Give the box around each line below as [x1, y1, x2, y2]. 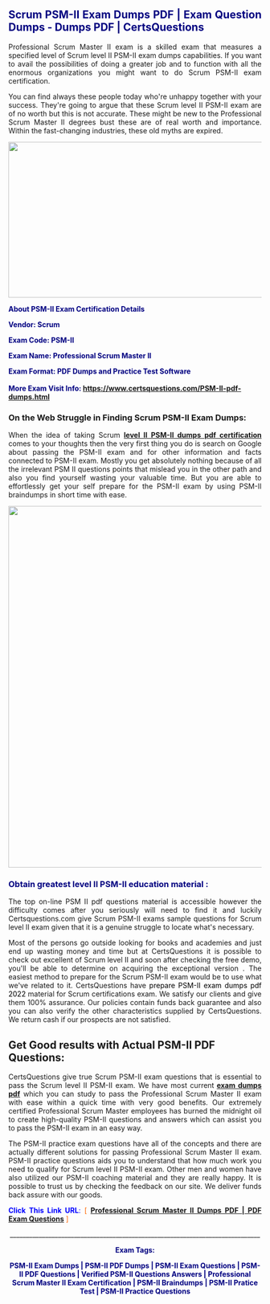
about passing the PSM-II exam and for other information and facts [8, 448, 262, 457]
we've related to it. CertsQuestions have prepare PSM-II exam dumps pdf [8, 981, 262, 991]
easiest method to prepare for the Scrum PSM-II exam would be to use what [8, 972, 262, 982]
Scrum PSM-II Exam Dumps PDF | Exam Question [8, 8, 262, 22]
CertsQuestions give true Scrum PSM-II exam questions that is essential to [8, 1072, 262, 1081]
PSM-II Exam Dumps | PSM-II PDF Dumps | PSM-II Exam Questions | [9, 1261, 240, 1270]
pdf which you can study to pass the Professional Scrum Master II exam [8, 1089, 262, 1099]
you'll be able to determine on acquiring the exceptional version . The [8, 963, 262, 973]
